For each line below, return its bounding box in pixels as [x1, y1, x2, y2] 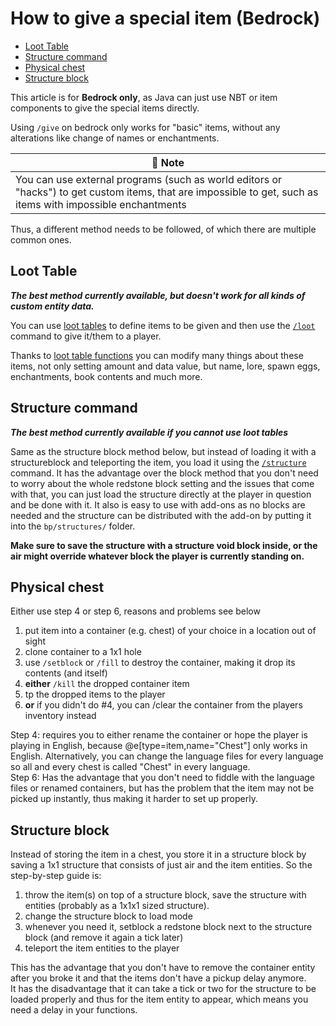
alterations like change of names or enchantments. [10, 132, 220, 144]
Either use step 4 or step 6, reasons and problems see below [10, 605, 261, 617]
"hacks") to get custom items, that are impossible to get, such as [15, 185, 319, 199]
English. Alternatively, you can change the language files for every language [10, 750, 324, 762]
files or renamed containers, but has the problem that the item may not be [10, 782, 315, 794]
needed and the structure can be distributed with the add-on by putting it [10, 509, 312, 521]
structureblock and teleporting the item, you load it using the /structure [10, 456, 307, 468]
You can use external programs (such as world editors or [15, 172, 283, 186]
